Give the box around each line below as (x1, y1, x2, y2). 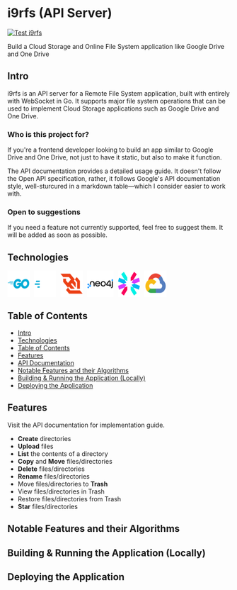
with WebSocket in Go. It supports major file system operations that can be (7, 96, 226, 105)
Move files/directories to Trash (17, 479, 108, 488)
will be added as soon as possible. (7, 230, 108, 239)
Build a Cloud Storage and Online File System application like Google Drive (7, 42, 225, 50)
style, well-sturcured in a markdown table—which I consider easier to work (7, 182, 226, 191)
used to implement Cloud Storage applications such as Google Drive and (7, 104, 219, 113)
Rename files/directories (17, 472, 90, 480)
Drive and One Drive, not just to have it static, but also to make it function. (7, 153, 222, 162)
